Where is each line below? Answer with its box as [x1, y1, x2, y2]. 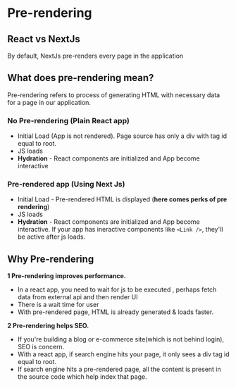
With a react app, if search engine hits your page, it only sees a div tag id [17, 350, 230, 358]
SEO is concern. [17, 343, 65, 351]
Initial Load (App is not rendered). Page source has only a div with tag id [17, 132, 228, 140]
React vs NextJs [7, 33, 81, 45]
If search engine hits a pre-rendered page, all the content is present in [17, 365, 222, 374]
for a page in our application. [7, 98, 92, 106]
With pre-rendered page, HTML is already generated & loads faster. [17, 308, 214, 316]
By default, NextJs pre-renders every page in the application [7, 51, 184, 60]
